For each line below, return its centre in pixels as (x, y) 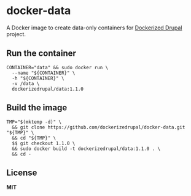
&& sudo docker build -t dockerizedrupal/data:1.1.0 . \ (86, 149)
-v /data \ (26, 83)
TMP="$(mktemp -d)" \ (34, 122)
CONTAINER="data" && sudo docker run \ (57, 67)
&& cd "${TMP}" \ (34, 138)
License (22, 172)
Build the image (37, 108)
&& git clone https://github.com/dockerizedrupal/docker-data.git (99, 127)
